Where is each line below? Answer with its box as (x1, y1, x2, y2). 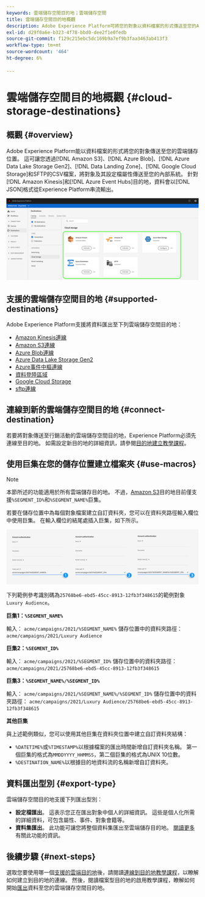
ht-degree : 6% (6, 55, 43, 61)
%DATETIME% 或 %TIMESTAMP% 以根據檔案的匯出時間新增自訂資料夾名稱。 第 (15, 743, 192, 751)
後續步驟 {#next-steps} (6, 851, 96, 861)
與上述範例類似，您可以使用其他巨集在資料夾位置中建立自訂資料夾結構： (6, 730, 188, 738)
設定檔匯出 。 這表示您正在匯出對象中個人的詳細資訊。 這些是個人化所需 (15, 809, 195, 816)
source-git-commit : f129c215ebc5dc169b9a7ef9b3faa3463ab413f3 (6, 36, 168, 42)
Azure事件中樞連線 (15, 363, 63, 370)
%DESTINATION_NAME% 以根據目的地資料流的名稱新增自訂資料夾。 (15, 759, 172, 766)
